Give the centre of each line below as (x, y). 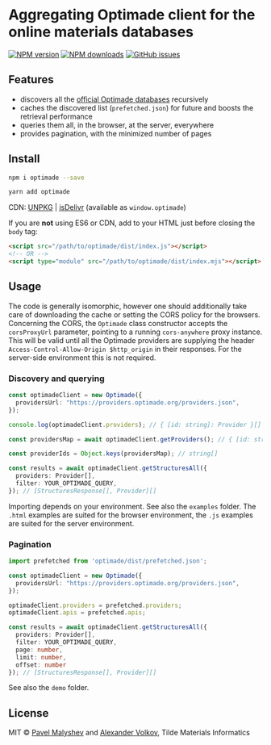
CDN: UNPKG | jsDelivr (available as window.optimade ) (98, 207)
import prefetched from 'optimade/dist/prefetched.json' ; (108, 561)
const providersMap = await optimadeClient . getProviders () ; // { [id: (129, 439)
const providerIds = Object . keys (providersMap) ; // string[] (113, 454)
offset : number (41, 665)
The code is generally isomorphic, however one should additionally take (128, 306)
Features (31, 80)
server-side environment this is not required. (82, 358)
